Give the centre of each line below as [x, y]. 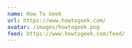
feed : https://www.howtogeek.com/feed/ [66, 34]
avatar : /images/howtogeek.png [54, 27]
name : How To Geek [34, 14]
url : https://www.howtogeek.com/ [57, 20]
